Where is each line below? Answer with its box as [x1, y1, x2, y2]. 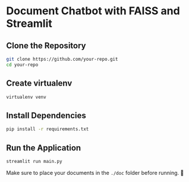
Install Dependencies [6, 110, 86, 120]
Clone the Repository [6, 40, 86, 51]
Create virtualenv [6, 79, 73, 89]
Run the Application [6, 143, 81, 153]
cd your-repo [6, 61, 39, 68]
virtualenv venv [6, 94, 46, 100]
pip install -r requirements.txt [6, 126, 89, 132]
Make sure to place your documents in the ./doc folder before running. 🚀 [6, 169, 184, 176]
